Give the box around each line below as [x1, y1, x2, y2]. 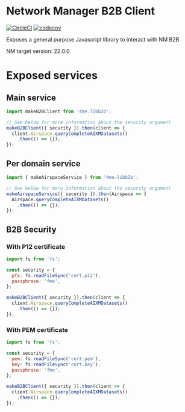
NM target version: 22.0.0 [6, 47, 71, 55]
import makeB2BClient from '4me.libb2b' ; [6, 108, 112, 114]
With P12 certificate [6, 242, 66, 251]
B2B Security [6, 224, 57, 234]
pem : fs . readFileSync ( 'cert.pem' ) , [11, 355, 101, 362]
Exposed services [6, 69, 98, 83]
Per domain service [6, 158, 81, 169]
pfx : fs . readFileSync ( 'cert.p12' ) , [11, 272, 101, 278]
